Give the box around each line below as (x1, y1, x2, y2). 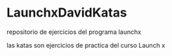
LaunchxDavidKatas (6, 5, 127, 21)
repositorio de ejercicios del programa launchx (6, 28, 142, 36)
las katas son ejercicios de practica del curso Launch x (6, 41, 166, 49)
